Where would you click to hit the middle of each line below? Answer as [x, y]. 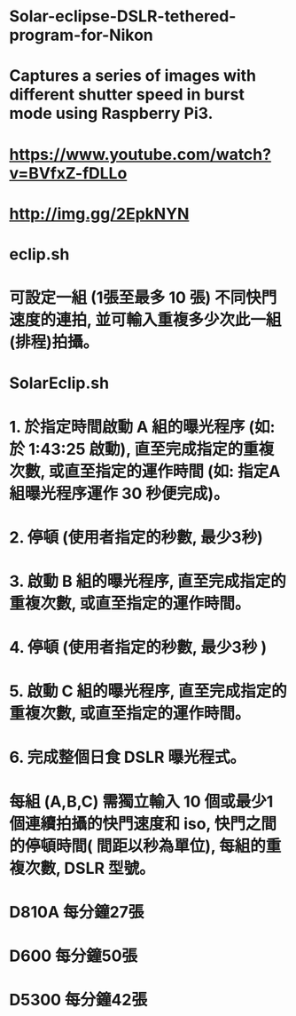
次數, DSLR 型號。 [90, 868]
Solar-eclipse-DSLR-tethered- [123, 16]
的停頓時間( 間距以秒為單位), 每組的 [137, 846]
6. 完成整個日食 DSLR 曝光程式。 [128, 758]
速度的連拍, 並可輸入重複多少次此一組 [145, 320]
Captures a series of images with [133, 76]
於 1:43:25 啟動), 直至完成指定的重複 [142, 449]
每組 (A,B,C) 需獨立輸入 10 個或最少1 [141, 802]
